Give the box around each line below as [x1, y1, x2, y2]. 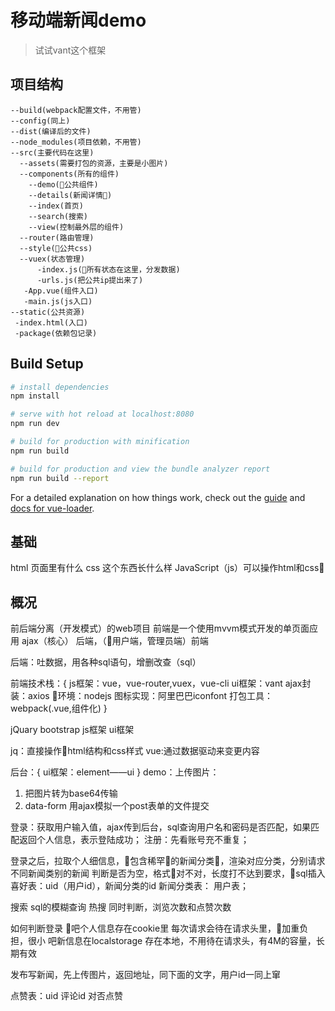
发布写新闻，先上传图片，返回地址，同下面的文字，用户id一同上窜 [10, 969, 281, 981]
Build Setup [10, 356, 84, 373]
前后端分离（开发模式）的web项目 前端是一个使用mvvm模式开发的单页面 [10, 622, 310, 635]
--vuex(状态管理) [19, 254, 86, 264]
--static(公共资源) [10, 307, 86, 317]
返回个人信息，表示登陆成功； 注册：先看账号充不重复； [18, 834, 250, 846]
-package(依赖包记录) [14, 328, 98, 338]
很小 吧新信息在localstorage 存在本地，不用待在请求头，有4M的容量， [27, 935, 317, 947]
